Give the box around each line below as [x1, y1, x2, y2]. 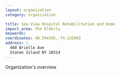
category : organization [5, 12, 56, 17]
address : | [5, 40, 29, 46]
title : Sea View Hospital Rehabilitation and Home [5, 21, 115, 27]
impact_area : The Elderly [5, 26, 60, 31]
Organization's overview [5, 64, 57, 70]
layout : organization [5, 7, 52, 13]
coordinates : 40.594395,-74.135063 [5, 36, 81, 41]
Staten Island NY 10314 [10, 49, 60, 55]
